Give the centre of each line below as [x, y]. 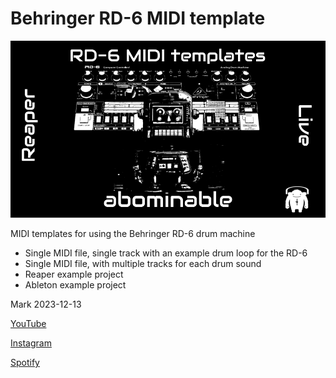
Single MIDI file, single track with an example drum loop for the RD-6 [166, 253]
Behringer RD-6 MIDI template [138, 18]
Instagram [31, 343]
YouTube [28, 324]
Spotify [25, 363]
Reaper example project [74, 274]
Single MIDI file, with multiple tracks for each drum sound [143, 264]
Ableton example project [75, 285]
